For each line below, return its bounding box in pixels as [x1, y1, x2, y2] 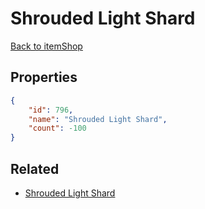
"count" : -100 [28, 123, 87, 134]
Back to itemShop [10, 40, 83, 52]
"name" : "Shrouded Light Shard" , [28, 114, 168, 124]
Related [10, 160, 60, 177]
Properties [10, 69, 78, 86]
